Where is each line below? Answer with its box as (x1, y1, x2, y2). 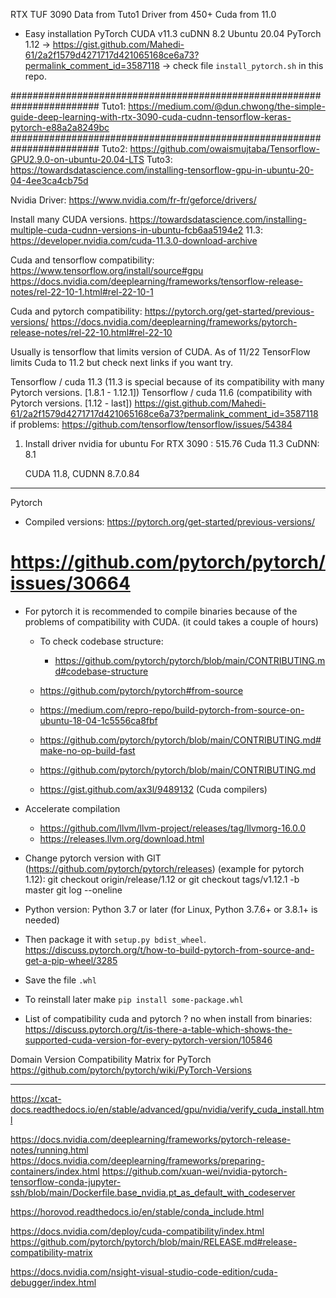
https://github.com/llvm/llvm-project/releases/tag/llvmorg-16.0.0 (39, 822, 307, 834)
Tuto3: (146, 154, 173, 165)
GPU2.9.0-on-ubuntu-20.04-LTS (10, 154, 145, 165)
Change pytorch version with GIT (24, 852, 162, 864)
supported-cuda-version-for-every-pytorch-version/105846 (24, 1034, 273, 1046)
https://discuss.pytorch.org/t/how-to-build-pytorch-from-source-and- (24, 944, 315, 956)
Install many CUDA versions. (10, 214, 128, 225)
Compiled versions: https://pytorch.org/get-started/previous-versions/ (24, 516, 315, 528)
